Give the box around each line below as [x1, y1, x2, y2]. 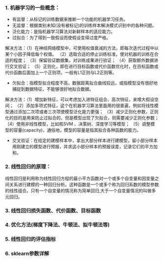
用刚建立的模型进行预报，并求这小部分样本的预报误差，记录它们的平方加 [12, 143, 158, 150]
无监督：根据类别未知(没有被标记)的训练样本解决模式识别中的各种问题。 [12, 23, 157, 28]
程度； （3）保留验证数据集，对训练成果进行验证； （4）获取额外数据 [13, 57, 154, 63]
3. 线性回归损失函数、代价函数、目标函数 [5, 207, 101, 214]
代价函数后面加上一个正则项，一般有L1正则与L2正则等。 [5, 70, 117, 75]
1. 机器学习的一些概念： [5, 4, 60, 11]
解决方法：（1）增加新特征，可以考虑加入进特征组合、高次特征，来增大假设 [5, 96, 155, 102]
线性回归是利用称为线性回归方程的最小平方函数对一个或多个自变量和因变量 [5, 175, 155, 181]
